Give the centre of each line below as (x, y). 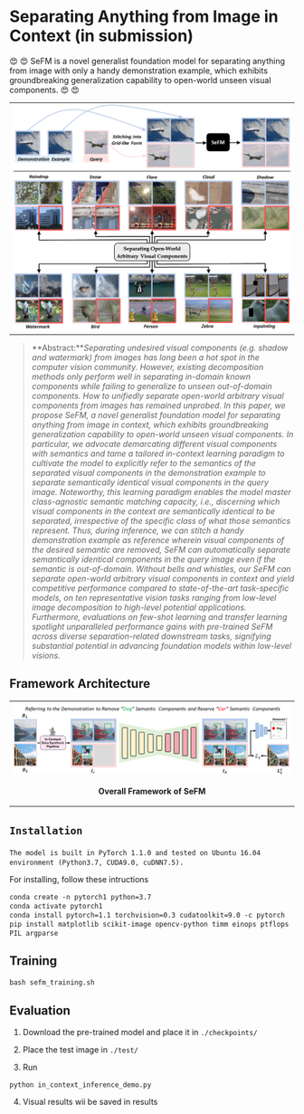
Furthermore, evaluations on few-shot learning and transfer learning (159, 616)
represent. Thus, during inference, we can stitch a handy (138, 530)
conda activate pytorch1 (56, 906)
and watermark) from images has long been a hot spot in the (146, 357)
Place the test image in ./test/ (80, 1050)
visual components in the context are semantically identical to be (153, 511)
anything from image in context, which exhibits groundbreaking (150, 424)
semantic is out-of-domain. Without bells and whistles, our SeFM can (161, 568)
